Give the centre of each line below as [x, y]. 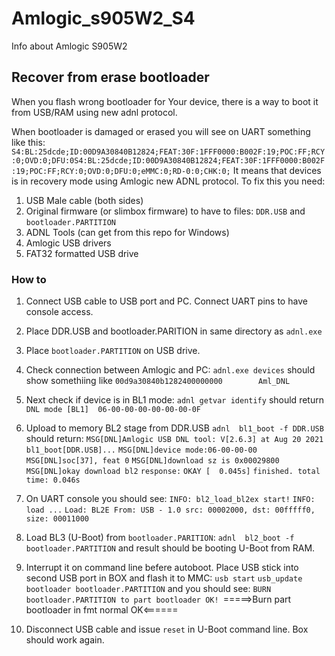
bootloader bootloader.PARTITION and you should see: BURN [148, 589]
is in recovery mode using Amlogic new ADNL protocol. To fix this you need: [168, 181]
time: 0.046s [53, 480]
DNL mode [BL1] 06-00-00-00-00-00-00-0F [113, 410]
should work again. [65, 640]
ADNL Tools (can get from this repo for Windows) [127, 232]
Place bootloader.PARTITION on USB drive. [113, 351]
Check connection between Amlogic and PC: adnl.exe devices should [170, 370]
